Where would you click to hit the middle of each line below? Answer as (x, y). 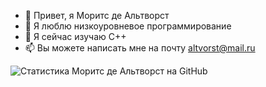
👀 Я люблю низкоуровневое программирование (128, 26)
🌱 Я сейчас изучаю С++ (75, 36)
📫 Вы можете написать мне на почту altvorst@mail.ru (140, 48)
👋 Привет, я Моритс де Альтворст (97, 15)
